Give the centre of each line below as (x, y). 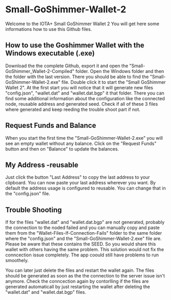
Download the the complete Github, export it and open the (67, 66)
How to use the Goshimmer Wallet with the (75, 45)
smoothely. (17, 260)
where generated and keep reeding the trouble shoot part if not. (73, 109)
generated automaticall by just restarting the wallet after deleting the (78, 287)
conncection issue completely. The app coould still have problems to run (82, 255)
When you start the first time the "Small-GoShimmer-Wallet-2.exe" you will (84, 138)
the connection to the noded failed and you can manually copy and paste (83, 228)
